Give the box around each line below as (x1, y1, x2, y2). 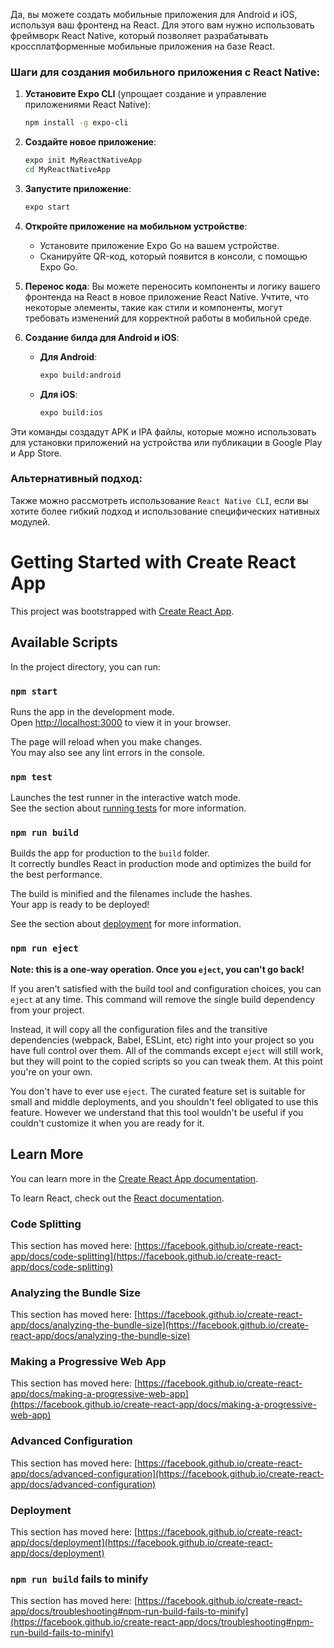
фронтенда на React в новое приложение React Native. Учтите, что (24, 290, 310, 303)
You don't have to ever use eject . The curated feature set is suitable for (10, 1085, 306, 1097)
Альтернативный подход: (10, 472, 143, 486)
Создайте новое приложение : (24, 136, 157, 148)
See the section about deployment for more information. (10, 918, 242, 930)
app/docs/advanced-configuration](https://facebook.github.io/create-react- (10, 1467, 325, 1479)
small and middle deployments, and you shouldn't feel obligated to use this (10, 1095, 319, 1108)
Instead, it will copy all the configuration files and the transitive (10, 1023, 268, 1035)
